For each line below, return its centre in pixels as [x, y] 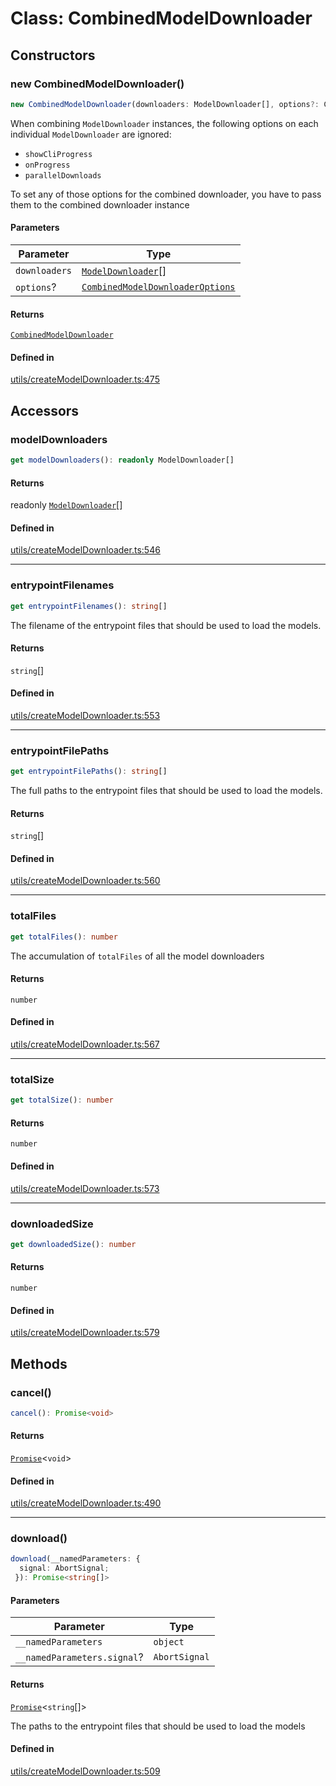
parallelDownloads [63, 175]
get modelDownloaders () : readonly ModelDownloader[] [122, 460]
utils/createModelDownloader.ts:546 [85, 550]
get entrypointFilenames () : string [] [89, 606]
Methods [39, 1363]
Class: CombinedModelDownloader [161, 18]
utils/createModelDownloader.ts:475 [85, 379]
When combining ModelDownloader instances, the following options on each [164, 123]
